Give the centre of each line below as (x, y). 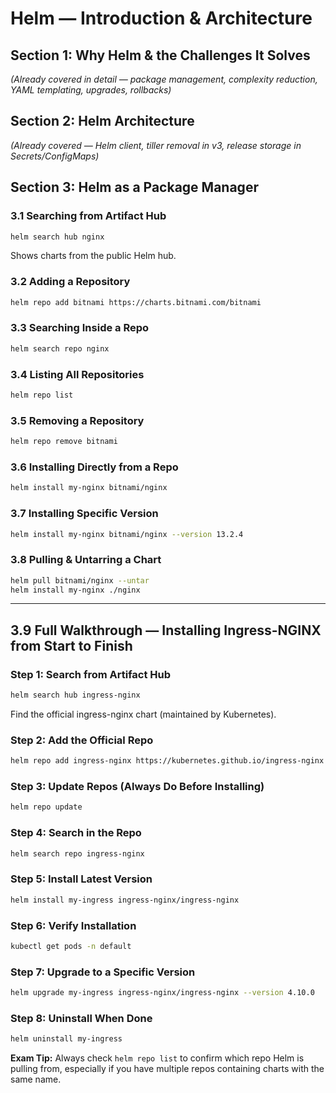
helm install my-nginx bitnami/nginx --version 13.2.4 (127, 534)
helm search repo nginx (60, 348)
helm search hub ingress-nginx (75, 695)
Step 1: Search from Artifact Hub (91, 674)
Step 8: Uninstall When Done (81, 1018)
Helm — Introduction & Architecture (161, 18)
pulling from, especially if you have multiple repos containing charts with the (167, 1069)
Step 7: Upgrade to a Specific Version (103, 972)
